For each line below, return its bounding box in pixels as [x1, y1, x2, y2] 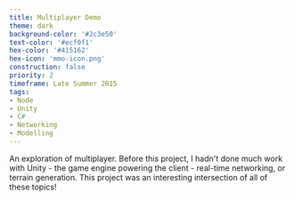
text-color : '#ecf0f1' [9, 37, 94, 47]
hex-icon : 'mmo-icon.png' [9, 54, 105, 63]
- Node [9, 95, 34, 105]
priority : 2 [9, 71, 53, 80]
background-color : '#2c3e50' [9, 29, 118, 38]
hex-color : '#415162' [9, 46, 90, 55]
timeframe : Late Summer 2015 [9, 79, 118, 88]
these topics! [9, 181, 57, 192]
